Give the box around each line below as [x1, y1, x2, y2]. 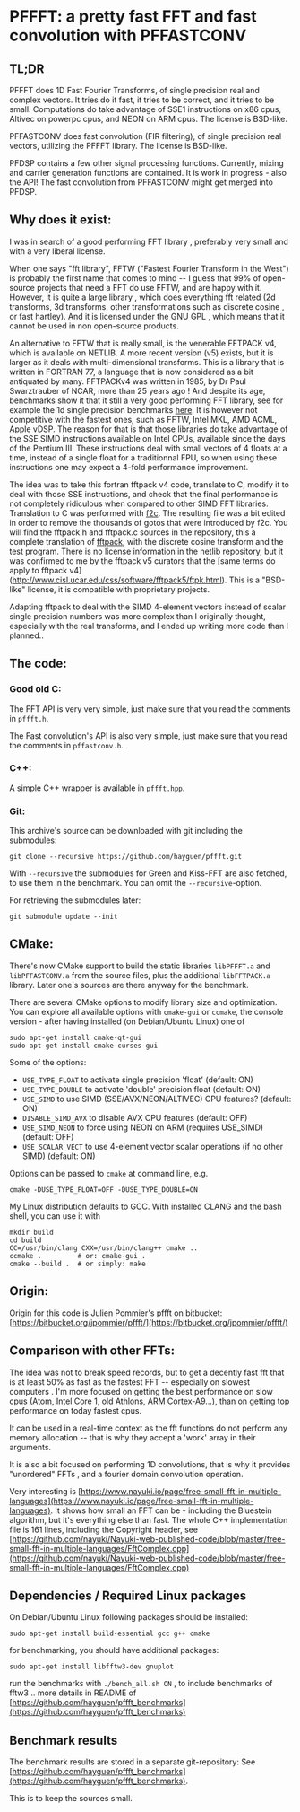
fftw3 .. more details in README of [9, 1687, 137, 1698]
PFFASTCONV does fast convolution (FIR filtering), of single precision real [9, 131, 282, 141]
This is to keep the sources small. [9, 1793, 133, 1804]
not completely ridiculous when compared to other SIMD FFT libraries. [9, 498, 269, 509]
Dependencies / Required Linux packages [9, 1588, 247, 1603]
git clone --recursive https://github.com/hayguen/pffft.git [9, 853, 243, 862]
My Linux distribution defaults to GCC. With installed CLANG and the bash [9, 1201, 282, 1212]
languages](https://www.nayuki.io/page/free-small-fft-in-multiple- [9, 1495, 254, 1506]
